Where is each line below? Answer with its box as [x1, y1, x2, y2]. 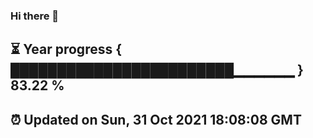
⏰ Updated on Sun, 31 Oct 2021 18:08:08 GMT [10, 111, 302, 128]
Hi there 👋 [10, 9, 60, 23]
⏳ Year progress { [10, 41, 123, 58]
